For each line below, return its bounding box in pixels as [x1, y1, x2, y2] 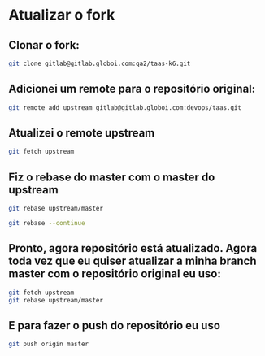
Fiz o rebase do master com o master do [8, 170, 215, 184]
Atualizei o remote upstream [8, 126, 155, 140]
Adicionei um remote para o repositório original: [8, 82, 256, 96]
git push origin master [8, 340, 89, 349]
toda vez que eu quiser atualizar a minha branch [8, 254, 258, 268]
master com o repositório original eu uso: [8, 267, 221, 281]
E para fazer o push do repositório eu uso [8, 319, 221, 332]
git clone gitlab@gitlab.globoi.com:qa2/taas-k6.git [8, 59, 191, 67]
